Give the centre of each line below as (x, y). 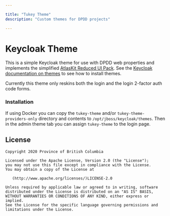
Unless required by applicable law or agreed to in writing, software (82, 187)
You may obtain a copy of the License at (50, 169)
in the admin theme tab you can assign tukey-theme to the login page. (78, 124)
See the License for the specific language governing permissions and (82, 205)
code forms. (18, 89)
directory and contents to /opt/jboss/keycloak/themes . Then (102, 118)
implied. (15, 200)
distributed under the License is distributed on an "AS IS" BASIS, (79, 192)
